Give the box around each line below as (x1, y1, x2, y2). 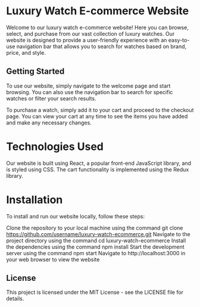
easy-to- (168, 36, 190, 43)
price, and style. (6, 49, 46, 56)
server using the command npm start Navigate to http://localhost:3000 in (6, 249, 186, 256)
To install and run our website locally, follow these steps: (6, 212, 145, 220)
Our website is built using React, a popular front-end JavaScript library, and (6, 159, 192, 167)
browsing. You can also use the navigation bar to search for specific (6, 88, 173, 96)
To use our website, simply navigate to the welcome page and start (6, 82, 171, 89)
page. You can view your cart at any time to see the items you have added (6, 112, 188, 120)
